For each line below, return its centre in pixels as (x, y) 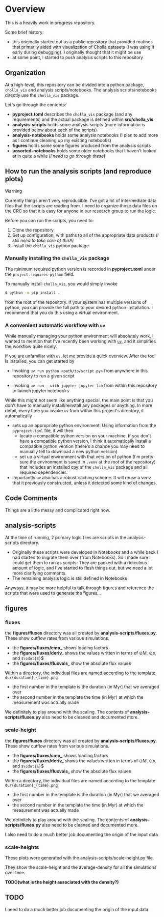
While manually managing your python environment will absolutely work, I (79, 336)
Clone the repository (33, 230)
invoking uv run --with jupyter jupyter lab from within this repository (85, 386)
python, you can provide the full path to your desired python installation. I (79, 307)
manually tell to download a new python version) (68, 452)
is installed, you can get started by (40, 361)
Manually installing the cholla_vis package (57, 258)
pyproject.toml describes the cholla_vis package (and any (72, 114)
